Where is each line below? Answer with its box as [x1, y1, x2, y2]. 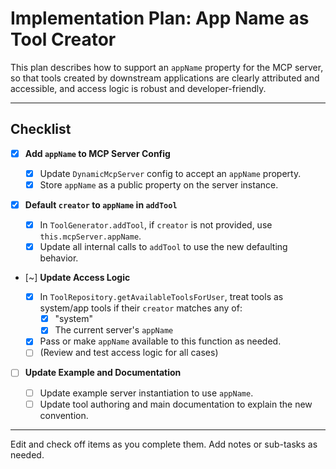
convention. [39, 409, 89, 421]
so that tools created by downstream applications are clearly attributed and [10, 72, 320, 84]
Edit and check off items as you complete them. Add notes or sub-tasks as [10, 438, 318, 450]
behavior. [39, 252, 79, 264]
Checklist [10, 121, 72, 138]
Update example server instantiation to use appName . [39, 387, 254, 399]
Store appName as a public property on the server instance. [39, 178, 279, 191]
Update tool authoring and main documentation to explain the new [39, 398, 313, 410]
